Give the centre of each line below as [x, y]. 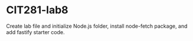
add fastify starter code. [35, 32]
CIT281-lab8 [37, 10]
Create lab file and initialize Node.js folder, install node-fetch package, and [97, 26]
